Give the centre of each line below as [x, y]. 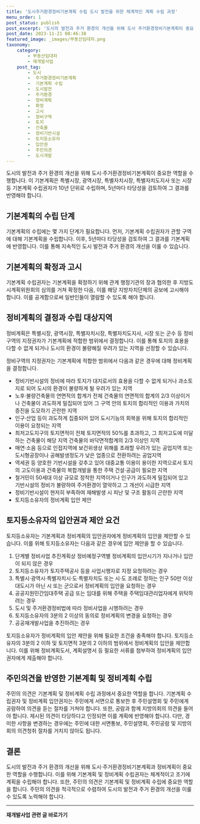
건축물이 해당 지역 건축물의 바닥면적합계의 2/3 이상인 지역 [93, 440]
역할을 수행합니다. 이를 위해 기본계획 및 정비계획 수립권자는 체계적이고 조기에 [101, 775]
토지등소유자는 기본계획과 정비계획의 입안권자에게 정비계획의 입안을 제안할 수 [95, 535]
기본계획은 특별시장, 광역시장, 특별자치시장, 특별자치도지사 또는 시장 [113, 181]
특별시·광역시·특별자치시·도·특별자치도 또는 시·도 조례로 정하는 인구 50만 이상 [104, 578]
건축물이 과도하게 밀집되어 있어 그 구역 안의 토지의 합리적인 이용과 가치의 [105, 403]
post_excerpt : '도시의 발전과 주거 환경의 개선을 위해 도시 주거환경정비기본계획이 [95, 28]
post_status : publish [33, 23]
